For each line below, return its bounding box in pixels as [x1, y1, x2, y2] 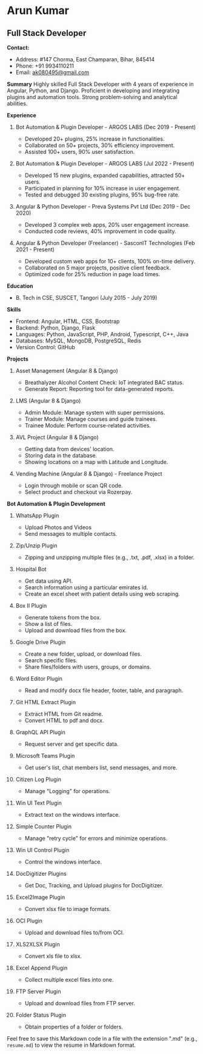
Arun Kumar [7, 4, 69, 18]
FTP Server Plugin [15, 988, 61, 995]
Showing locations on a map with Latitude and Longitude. [24, 459, 168, 465]
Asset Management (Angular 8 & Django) [15, 367, 118, 374]
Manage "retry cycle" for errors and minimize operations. [24, 834, 168, 842]
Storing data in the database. [24, 452, 98, 459]
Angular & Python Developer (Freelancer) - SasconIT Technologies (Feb [15, 240, 196, 246]
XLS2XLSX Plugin [15, 941, 60, 948]
